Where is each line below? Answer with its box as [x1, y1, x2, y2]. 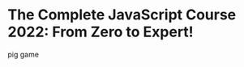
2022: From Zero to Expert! [7, 23, 194, 41]
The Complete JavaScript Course [7, 6, 237, 24]
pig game [7, 49, 40, 59]
